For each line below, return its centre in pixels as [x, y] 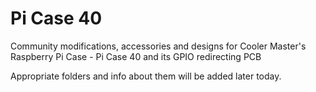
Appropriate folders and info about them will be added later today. [146, 76]
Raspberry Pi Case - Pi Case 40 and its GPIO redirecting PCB [136, 56]
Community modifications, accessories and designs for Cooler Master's [158, 46]
